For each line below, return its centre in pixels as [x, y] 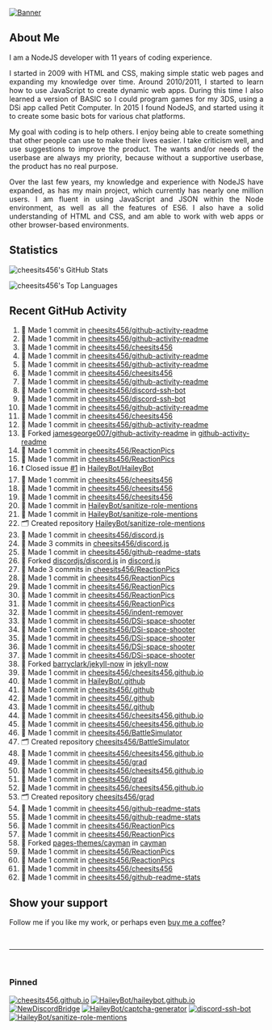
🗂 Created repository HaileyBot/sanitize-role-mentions [113, 523]
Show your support [59, 903]
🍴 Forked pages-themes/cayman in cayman [94, 843]
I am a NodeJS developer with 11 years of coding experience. [111, 57]
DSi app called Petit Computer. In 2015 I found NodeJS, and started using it [136, 107]
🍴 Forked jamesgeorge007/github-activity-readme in [109, 434]
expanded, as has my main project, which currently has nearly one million [136, 190]
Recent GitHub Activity [68, 311]
